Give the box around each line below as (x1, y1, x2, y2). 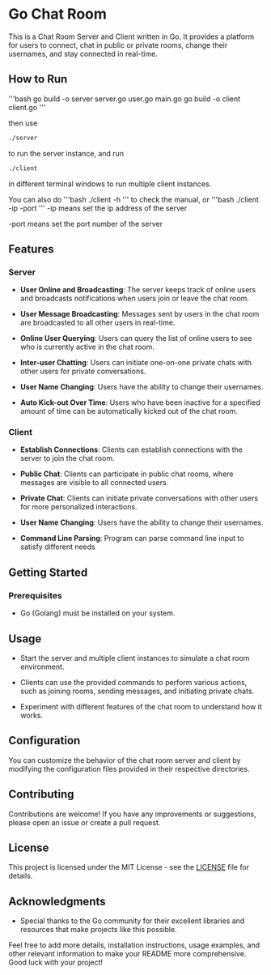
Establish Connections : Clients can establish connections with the (19, 445, 243, 454)
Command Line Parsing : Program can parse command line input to (19, 534, 244, 543)
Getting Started (8, 565, 88, 579)
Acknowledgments (8, 894, 107, 908)
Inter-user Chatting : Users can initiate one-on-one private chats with (19, 358, 252, 368)
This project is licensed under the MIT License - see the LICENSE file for (8, 862, 249, 872)
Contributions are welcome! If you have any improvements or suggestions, (8, 809, 256, 819)
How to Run (8, 72, 68, 86)
